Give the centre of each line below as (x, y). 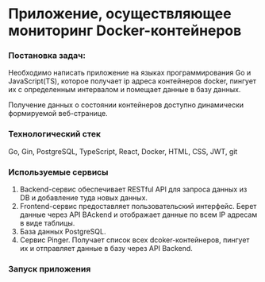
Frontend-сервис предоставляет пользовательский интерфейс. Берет (138, 207)
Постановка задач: (47, 56)
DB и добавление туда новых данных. (84, 198)
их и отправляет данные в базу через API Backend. (106, 249)
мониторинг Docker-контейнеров (125, 31)
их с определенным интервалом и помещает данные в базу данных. (125, 90)
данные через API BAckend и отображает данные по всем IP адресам (138, 214)
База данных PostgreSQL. (63, 232)
